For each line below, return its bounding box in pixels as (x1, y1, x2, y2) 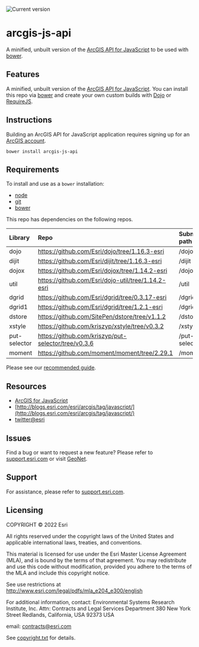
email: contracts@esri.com (6, 623, 72, 630)
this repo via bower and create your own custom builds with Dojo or (6, 91, 172, 98)
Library (9, 234, 30, 242)
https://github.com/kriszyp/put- (37, 332, 127, 340)
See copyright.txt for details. (6, 634, 76, 641)
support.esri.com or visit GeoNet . (6, 455, 88, 462)
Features (6, 69, 40, 79)
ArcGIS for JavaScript (14, 397, 68, 404)
